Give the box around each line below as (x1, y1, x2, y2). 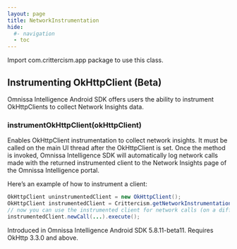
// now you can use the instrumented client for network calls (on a (7, 206, 217, 214)
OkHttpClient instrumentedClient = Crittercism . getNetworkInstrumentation (7, 200, 232, 207)
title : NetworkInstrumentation (7, 17, 99, 24)
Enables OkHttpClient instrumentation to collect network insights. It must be (7, 136, 228, 145)
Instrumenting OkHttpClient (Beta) (7, 76, 162, 88)
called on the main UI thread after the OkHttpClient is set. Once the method (7, 144, 226, 152)
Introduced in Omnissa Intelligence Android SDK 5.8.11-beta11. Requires (7, 226, 214, 234)
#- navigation (13, 30, 55, 37)
